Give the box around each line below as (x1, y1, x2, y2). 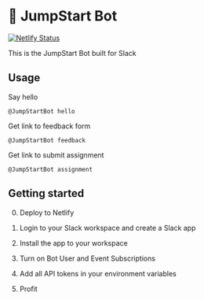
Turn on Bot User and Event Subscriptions (19, 254, 155, 263)
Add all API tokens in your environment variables (19, 269, 177, 278)
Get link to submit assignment (8, 150, 104, 160)
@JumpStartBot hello (8, 107, 76, 115)
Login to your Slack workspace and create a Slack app (19, 223, 196, 232)
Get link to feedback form (8, 121, 91, 131)
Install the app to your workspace (19, 238, 128, 247)
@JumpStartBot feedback (8, 136, 86, 144)
